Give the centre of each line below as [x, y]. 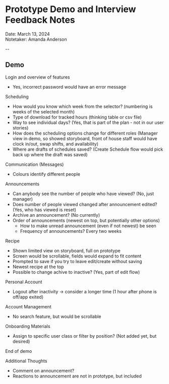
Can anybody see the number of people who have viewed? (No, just [83, 194]
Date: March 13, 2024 [28, 34]
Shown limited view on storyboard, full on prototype [66, 250]
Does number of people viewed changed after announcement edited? [85, 204]
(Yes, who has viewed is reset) [44, 210]
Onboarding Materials [28, 326]
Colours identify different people [46, 174]
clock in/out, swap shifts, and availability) [55, 144]
